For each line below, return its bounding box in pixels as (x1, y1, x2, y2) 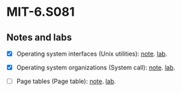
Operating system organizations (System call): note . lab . (16, 63, 176, 72)
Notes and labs (6, 32, 72, 43)
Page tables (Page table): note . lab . (16, 77, 116, 86)
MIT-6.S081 (6, 4, 75, 20)
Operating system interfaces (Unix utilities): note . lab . (16, 49, 168, 58)
